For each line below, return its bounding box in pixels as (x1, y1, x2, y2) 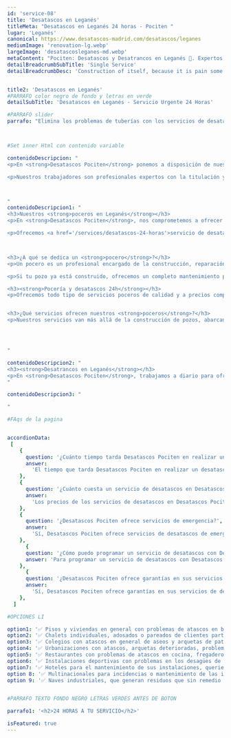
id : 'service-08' (7, 10, 57, 17)
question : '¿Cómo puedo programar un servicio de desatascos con (25, 549, 217, 556)
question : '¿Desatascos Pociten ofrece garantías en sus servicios (25, 576, 223, 582)
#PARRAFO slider (7, 112, 54, 118)
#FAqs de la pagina (7, 416, 63, 423)
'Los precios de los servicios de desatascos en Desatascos (32, 498, 208, 505)
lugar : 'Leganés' (7, 29, 57, 36)
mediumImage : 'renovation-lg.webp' (7, 42, 109, 49)
